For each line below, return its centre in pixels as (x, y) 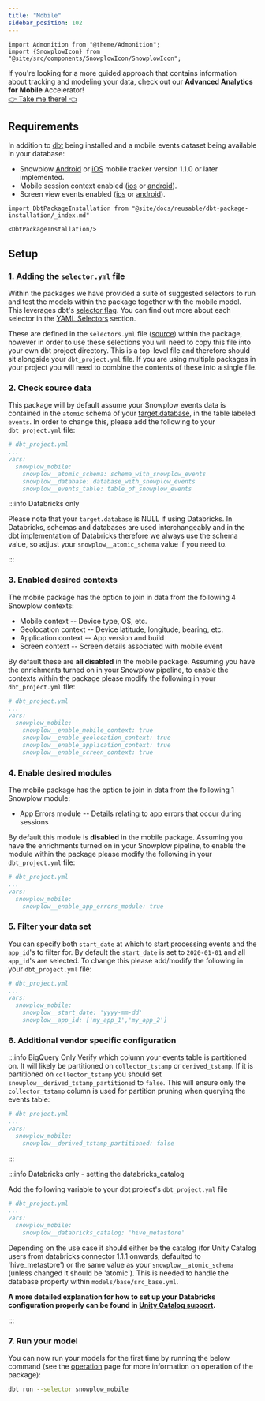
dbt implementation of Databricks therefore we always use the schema (123, 536)
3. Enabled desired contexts (63, 580)
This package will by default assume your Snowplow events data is (117, 405)
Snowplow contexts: (41, 606)
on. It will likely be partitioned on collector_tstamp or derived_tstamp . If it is (131, 1066)
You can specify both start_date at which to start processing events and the (132, 944)
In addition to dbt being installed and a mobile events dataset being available (132, 145)
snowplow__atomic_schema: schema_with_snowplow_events (114, 474)
